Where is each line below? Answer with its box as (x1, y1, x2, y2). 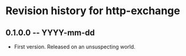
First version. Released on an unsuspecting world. (14, 43, 136, 50)
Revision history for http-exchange (5, 4, 181, 18)
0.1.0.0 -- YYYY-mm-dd (5, 28, 95, 38)
